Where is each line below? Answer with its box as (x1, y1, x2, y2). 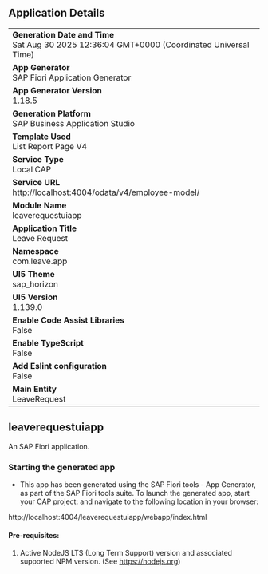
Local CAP (12, 164, 52, 175)
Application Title (12, 223, 77, 234)
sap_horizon (12, 279, 58, 290)
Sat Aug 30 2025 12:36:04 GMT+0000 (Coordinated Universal (12, 39, 250, 50)
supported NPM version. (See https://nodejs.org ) (19, 556, 181, 566)
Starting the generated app (8, 461, 116, 473)
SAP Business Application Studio (12, 117, 136, 129)
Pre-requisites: (8, 530, 60, 540)
